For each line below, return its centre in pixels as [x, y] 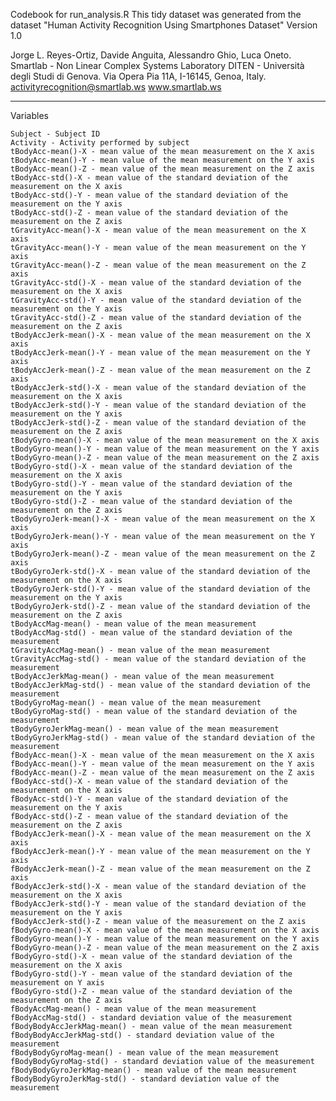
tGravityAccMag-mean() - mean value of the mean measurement [140, 650]
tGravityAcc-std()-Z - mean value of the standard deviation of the [156, 318]
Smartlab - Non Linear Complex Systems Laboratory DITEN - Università [157, 65]
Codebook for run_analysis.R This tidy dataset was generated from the [156, 14]
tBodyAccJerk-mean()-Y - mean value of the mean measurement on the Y [160, 353]
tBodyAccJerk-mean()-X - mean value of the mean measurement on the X [160, 335]
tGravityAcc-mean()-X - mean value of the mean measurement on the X [158, 230]
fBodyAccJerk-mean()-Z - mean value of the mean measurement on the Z [160, 869]
